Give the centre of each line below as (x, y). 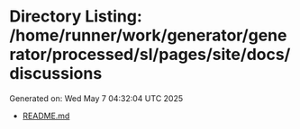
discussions (56, 74)
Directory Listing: (76, 17)
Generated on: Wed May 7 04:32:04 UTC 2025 (96, 98)
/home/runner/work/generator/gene (148, 35)
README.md (46, 116)
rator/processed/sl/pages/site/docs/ (150, 55)
